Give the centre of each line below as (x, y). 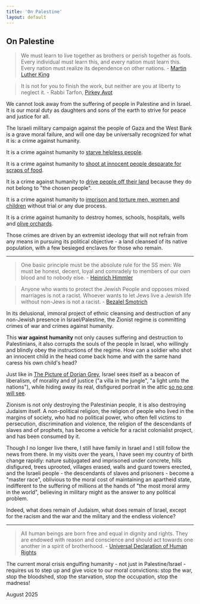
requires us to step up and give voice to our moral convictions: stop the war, (99, 570)
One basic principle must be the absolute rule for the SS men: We (101, 265)
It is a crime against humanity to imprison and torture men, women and (93, 199)
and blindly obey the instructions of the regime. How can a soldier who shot (99, 350)
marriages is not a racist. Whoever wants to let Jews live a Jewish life (106, 296)
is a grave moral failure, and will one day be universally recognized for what (99, 134)
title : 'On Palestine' (34, 12)
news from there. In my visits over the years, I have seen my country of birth (100, 454)
